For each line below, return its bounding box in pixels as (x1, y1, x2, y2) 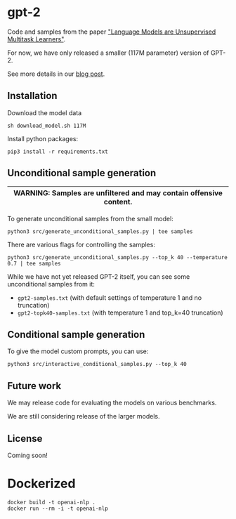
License (7, 433, 43, 445)
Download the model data (7, 108, 82, 117)
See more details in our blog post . (7, 70, 105, 78)
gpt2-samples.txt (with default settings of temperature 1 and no (17, 293, 202, 302)
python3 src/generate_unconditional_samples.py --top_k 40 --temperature (7, 254, 228, 261)
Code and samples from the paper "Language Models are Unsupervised (7, 27, 216, 36)
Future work (7, 380, 62, 392)
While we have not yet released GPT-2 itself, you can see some (7, 272, 190, 281)
